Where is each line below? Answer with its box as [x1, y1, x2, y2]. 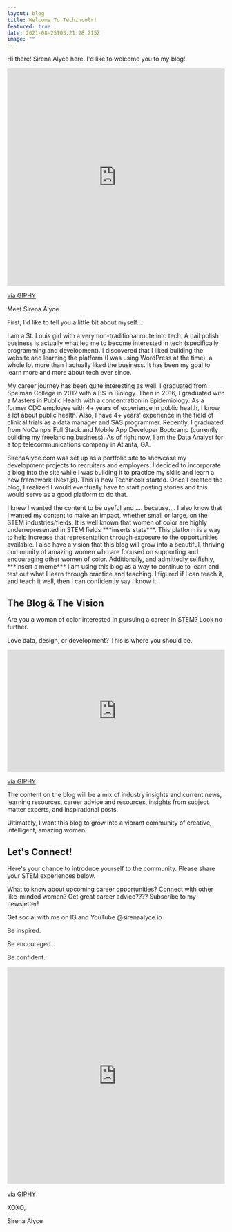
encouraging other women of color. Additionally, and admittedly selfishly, [7, 555, 215, 563]
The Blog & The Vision [7, 597, 104, 609]
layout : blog [7, 10, 45, 17]
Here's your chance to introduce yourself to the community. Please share [7, 864, 215, 872]
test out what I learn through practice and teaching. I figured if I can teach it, [7, 570, 224, 578]
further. [7, 623, 29, 631]
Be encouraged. [7, 939, 53, 948]
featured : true [7, 23, 51, 30]
